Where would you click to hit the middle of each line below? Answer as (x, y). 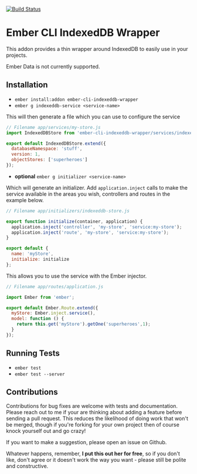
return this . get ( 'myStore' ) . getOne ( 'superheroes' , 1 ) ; (84, 324)
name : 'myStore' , (33, 254)
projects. (17, 55)
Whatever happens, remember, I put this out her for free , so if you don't (93, 453)
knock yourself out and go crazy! (46, 431)
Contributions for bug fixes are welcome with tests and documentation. (92, 406)
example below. (25, 200)
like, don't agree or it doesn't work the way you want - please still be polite (96, 460)
